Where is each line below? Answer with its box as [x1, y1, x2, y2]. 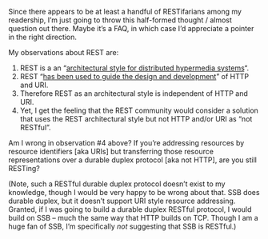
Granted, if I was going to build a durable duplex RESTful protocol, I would [8, 205, 252, 214]
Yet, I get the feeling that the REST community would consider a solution [19, 106, 258, 115]
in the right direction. [8, 32, 78, 42]
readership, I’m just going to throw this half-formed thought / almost [8, 15, 232, 25]
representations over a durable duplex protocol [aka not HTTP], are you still [8, 155, 258, 165]
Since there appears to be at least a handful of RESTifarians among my [8, 7, 242, 16]
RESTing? [8, 164, 40, 173]
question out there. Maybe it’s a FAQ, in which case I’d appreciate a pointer [8, 24, 254, 33]
